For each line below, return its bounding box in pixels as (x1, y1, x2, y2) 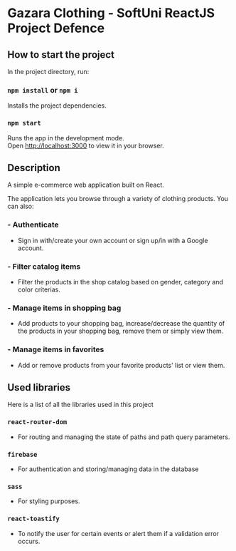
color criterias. (17, 285, 60, 294)
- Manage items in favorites (7, 344, 104, 354)
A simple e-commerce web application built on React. (7, 180, 165, 190)
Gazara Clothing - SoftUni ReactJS (7, 5, 215, 21)
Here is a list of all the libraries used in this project (7, 401, 154, 409)
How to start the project (7, 48, 115, 61)
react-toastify (7, 515, 60, 523)
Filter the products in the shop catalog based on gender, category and (17, 278, 224, 286)
